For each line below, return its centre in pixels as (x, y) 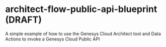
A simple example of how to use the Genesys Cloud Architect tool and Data (83, 33)
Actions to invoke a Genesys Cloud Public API (53, 39)
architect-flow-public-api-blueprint (81, 9)
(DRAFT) (23, 20)
